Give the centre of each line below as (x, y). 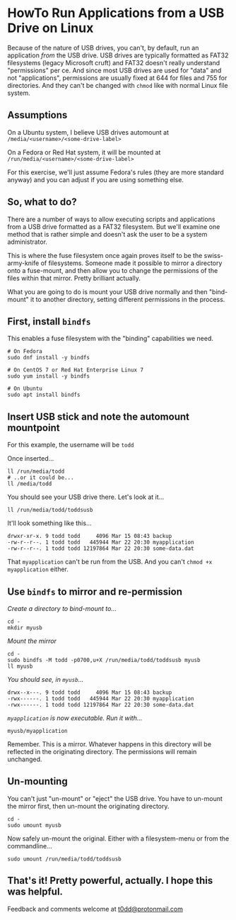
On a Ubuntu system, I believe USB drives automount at (88, 132)
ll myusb (20, 666)
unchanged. (25, 759)
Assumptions (37, 115)
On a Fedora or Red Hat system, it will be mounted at (84, 152)
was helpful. (35, 892)
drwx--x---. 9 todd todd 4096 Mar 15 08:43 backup (90, 692)
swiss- (214, 255)
